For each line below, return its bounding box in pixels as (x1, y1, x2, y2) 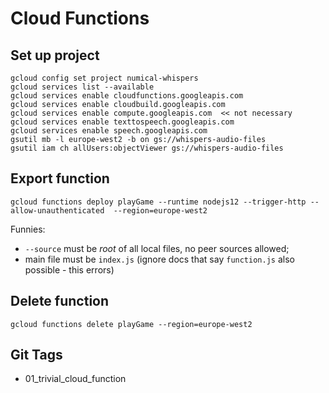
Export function (10, 170, 110, 187)
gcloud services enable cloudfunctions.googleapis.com (10, 91, 244, 101)
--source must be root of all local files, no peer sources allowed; (24, 242, 290, 254)
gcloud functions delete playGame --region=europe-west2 (10, 319, 253, 329)
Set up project (10, 47, 100, 64)
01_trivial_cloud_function (24, 373, 127, 385)
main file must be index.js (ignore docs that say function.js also (24, 253, 295, 265)
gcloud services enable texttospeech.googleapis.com (10, 117, 235, 127)
